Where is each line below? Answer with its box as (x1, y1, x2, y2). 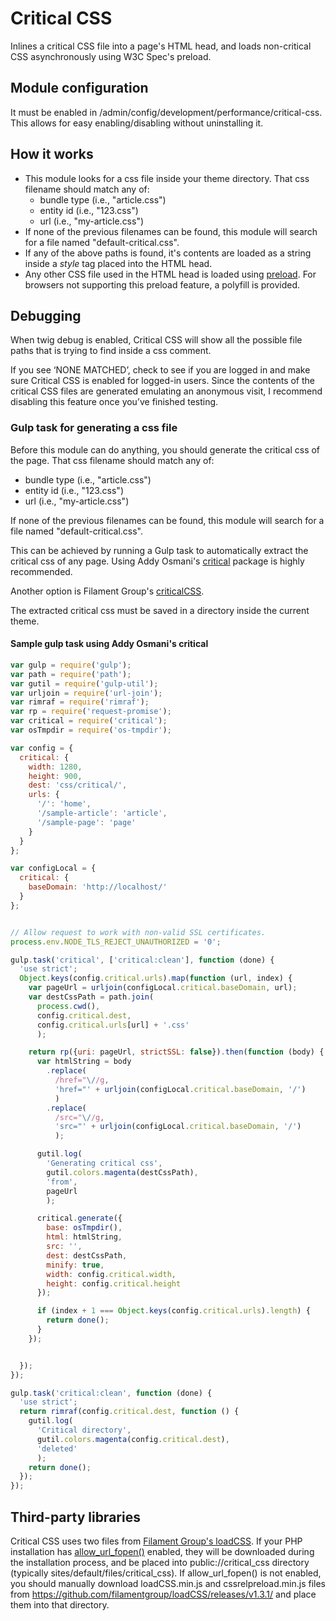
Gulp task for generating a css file (10, 421, 178, 435)
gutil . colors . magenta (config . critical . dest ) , (36, 1434, 230, 1444)
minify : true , (46, 1260, 105, 1270)
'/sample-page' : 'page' (36, 817, 137, 827)
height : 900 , (28, 771, 83, 781)
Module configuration (10, 80, 149, 97)
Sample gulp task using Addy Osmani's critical (10, 638, 209, 650)
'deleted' (36, 1443, 78, 1454)
